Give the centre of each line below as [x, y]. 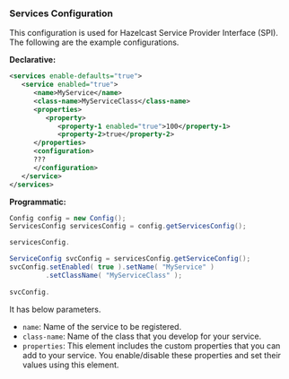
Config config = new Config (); [68, 218]
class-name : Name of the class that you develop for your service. [142, 336]
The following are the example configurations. [94, 42]
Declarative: [33, 60]
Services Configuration [61, 13]
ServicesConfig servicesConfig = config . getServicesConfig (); [128, 227]
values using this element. [70, 365]
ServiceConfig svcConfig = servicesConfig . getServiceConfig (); [130, 259]
